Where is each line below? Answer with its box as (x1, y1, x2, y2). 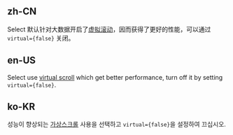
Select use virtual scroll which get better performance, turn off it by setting (7, 73, 223, 81)
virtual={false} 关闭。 (7, 34, 75, 42)
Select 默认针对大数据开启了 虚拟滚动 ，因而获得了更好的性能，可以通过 (7, 24, 211, 34)
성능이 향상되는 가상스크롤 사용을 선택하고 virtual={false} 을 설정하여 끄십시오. (7, 120, 226, 129)
